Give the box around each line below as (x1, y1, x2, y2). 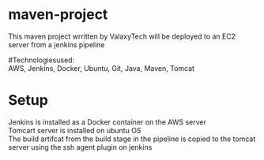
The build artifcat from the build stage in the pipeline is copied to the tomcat (8, 134, 256, 143)
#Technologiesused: (8, 55, 75, 65)
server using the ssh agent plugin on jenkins (8, 142, 153, 151)
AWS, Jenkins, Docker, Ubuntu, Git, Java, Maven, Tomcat (8, 63, 195, 73)
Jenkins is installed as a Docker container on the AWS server (8, 117, 207, 127)
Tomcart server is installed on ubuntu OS (8, 125, 141, 135)
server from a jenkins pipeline (8, 39, 105, 49)
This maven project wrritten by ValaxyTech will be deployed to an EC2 (8, 32, 236, 41)
